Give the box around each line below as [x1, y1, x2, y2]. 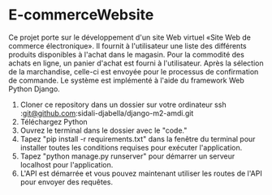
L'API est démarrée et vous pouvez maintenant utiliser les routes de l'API [19, 168, 262, 178]
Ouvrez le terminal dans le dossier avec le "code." [19, 125, 188, 135]
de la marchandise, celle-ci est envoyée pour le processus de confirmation [8, 66, 259, 76]
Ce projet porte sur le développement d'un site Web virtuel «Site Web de [8, 32, 252, 42]
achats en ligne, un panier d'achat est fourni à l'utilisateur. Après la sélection [8, 58, 264, 68]
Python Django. [8, 83, 61, 94]
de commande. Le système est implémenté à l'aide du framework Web [8, 75, 245, 85]
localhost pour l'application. [19, 159, 114, 169]
